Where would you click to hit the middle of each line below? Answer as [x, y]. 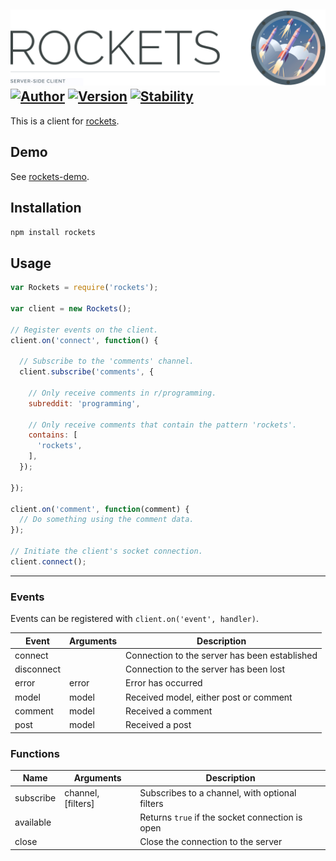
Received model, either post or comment [209, 697]
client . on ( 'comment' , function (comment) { [100, 509]
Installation [46, 208]
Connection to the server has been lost [205, 669]
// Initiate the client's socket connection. [106, 551]
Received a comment [169, 711]
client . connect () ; [48, 561]
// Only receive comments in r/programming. [122, 393]
